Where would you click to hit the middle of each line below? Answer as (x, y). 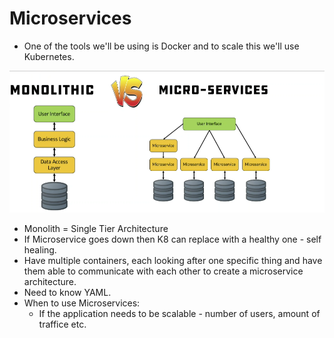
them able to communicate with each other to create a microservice (163, 271)
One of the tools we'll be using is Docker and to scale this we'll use (161, 46)
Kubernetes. (49, 56)
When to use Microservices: (82, 303)
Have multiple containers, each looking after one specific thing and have (173, 260)
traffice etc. (62, 324)
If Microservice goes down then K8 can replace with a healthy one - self (172, 239)
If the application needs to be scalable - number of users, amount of (179, 313)
